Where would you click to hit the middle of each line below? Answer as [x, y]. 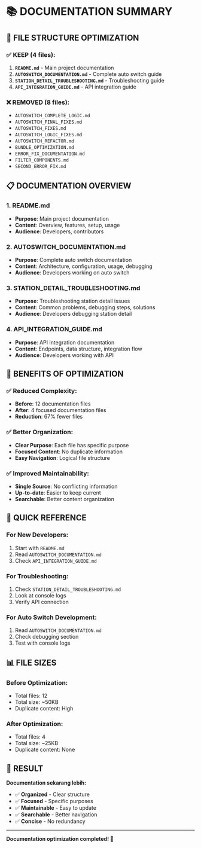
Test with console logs [42, 643]
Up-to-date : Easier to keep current [58, 493]
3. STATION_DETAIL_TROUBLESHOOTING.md [73, 288]
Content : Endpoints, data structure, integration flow [78, 349]
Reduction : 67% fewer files [49, 417]
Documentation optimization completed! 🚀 [60, 839]
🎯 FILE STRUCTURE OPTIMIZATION [73, 37]
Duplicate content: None [45, 750]
